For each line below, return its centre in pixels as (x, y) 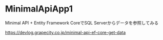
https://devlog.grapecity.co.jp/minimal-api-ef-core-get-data (65, 32)
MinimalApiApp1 (39, 9)
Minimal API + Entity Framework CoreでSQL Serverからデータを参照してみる (82, 23)
